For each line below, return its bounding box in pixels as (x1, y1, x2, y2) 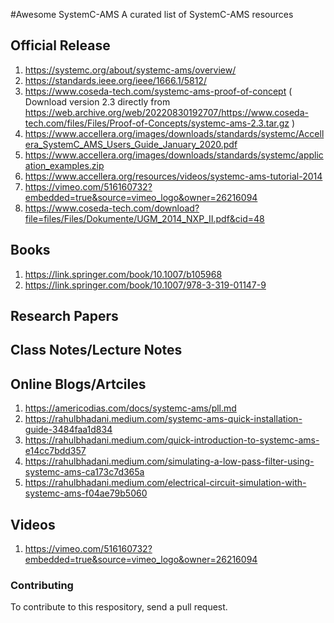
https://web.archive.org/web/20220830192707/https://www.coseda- (24, 106, 309, 118)
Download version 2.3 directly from (24, 95, 171, 108)
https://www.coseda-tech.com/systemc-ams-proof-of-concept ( (24, 85, 293, 97)
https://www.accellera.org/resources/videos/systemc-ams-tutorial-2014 (24, 170, 323, 182)
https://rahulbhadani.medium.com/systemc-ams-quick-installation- (24, 413, 303, 425)
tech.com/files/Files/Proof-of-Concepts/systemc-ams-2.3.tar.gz (24, 117, 290, 129)
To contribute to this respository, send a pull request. (10, 601, 228, 613)
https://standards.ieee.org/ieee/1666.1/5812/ (24, 74, 207, 86)
